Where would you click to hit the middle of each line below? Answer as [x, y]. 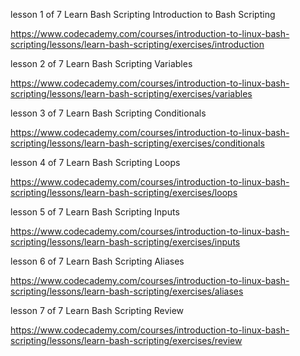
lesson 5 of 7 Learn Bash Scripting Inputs [95, 212]
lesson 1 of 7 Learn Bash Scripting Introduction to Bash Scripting [143, 14]
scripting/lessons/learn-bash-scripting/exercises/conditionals [137, 143]
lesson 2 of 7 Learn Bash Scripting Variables [101, 63]
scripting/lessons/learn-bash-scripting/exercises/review [126, 340]
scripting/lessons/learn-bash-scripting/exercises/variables [131, 93]
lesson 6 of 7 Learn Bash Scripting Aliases [97, 261]
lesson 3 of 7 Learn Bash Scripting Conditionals [108, 113]
